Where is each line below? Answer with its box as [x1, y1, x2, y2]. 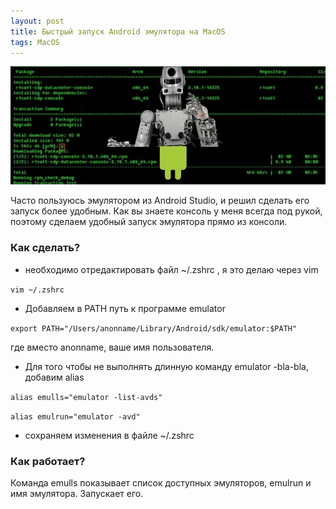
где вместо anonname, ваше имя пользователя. [10, 341, 215, 353]
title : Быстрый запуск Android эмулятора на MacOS [10, 26, 226, 37]
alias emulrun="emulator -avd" [10, 411, 141, 422]
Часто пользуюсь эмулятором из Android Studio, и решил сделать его [10, 195, 310, 207]
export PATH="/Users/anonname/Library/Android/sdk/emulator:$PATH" [10, 323, 298, 334]
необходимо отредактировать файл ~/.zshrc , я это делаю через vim [24, 263, 319, 275]
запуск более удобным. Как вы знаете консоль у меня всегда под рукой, [10, 205, 323, 217]
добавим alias [24, 371, 85, 383]
